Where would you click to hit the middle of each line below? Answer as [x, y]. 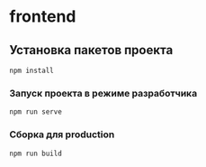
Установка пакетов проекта [91, 50]
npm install [31, 70]
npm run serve [36, 112]
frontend [43, 17]
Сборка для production [62, 135]
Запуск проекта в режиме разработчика [103, 93]
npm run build [36, 153]
